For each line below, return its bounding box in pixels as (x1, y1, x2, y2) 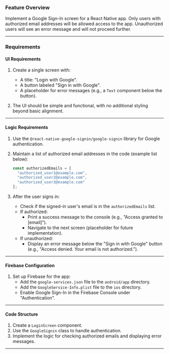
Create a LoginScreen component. (12, 322, 83, 328)
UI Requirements (5, 56, 41, 62)
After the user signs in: (12, 193, 60, 199)
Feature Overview (5, 4, 50, 11)
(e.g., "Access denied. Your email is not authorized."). (27, 246, 138, 252)
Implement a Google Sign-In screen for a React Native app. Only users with (5, 16, 161, 22)
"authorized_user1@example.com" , (17, 170, 88, 175)
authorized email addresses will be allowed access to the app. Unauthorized (5, 21, 163, 27)
